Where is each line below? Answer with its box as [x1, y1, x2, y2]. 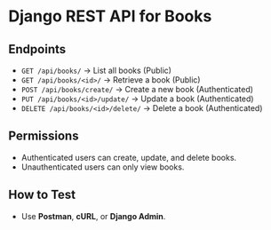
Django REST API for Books [8, 6, 212, 27]
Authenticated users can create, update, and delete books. [20, 152, 237, 163]
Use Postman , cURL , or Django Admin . [20, 210, 166, 221]
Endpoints [8, 42, 67, 57]
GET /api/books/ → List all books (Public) [20, 65, 172, 75]
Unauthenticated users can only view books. [20, 162, 185, 172]
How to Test [8, 187, 76, 202]
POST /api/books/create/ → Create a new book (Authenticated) [20, 84, 254, 94]
